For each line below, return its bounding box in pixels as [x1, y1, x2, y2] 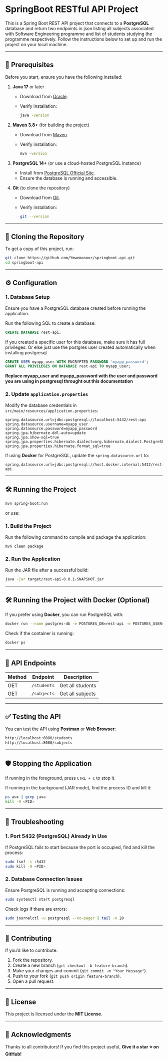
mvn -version [19, 151, 47, 156]
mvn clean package [5, 544, 43, 549]
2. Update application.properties [5, 391, 88, 398]
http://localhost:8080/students [5, 735, 72, 740]
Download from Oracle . [19, 93, 68, 99]
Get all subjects [59, 690, 96, 697]
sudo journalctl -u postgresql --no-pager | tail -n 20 [5, 916, 124, 921]
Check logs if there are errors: [5, 906, 67, 912]
